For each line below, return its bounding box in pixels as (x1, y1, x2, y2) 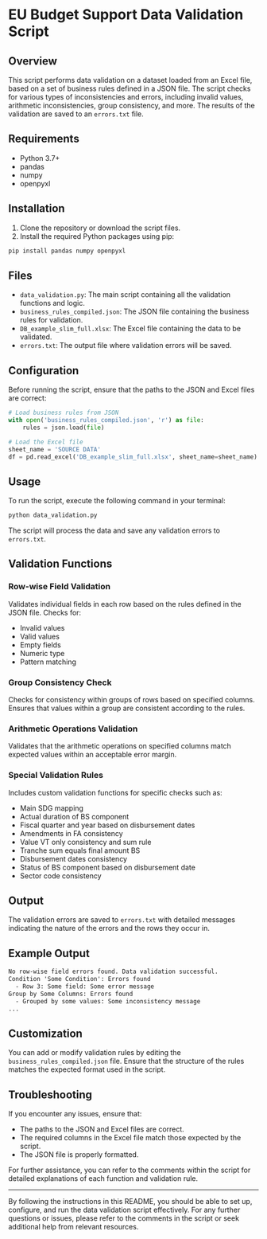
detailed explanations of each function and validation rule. (8, 1174, 199, 1183)
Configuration (8, 364, 79, 377)
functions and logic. (19, 299, 85, 308)
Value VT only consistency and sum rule (19, 837, 152, 846)
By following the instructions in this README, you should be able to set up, (8, 1197, 253, 1206)
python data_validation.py (8, 511, 98, 519)
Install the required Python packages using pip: (19, 231, 175, 240)
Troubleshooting (8, 1088, 93, 1101)
